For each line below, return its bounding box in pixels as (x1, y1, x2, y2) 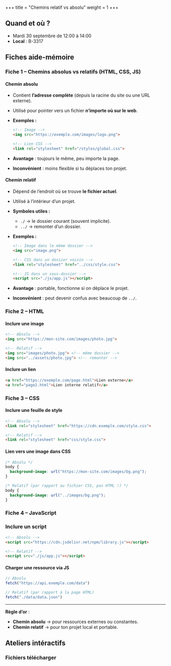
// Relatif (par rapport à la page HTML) (5, 590, 95, 595)
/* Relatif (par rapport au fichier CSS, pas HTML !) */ (5, 483, 129, 489)
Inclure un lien (5, 366, 36, 373)
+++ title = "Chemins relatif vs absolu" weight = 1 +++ (5, 5, 119, 10)
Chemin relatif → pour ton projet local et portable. (12, 624, 118, 630)
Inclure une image (5, 320, 44, 327)
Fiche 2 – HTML (5, 308, 44, 315)
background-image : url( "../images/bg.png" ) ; (10, 493, 106, 498)
